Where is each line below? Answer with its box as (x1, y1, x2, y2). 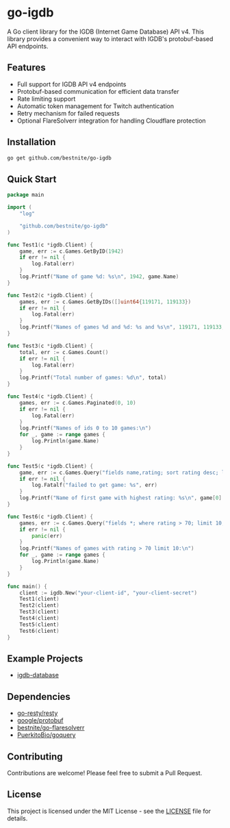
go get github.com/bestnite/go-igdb (7, 154, 112, 162)
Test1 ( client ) (19, 596, 60, 603)
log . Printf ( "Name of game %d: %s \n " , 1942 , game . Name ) (19, 273, 179, 280)
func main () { (7, 583, 48, 590)
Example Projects (7, 653, 84, 664)
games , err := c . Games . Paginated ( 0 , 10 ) (19, 399, 136, 406)
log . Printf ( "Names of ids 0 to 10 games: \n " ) (19, 425, 152, 432)
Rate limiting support (16, 95, 76, 103)
